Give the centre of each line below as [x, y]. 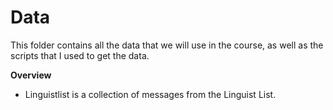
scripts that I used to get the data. [80, 55]
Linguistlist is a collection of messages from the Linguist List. [150, 94]
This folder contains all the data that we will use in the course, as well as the [167, 45]
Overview [31, 75]
